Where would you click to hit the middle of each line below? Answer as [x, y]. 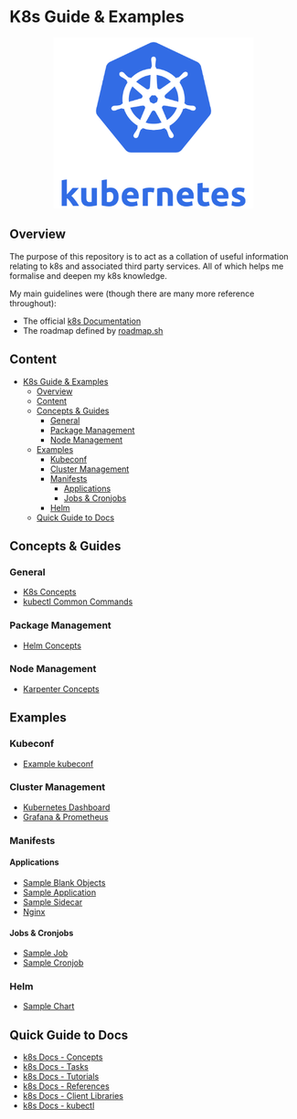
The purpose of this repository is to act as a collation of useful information [149, 256]
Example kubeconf [58, 763]
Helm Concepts [52, 645]
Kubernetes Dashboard [66, 807]
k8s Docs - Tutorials [61, 1077]
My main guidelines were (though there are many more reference [132, 293]
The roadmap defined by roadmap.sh [93, 330]
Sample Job [45, 954]
